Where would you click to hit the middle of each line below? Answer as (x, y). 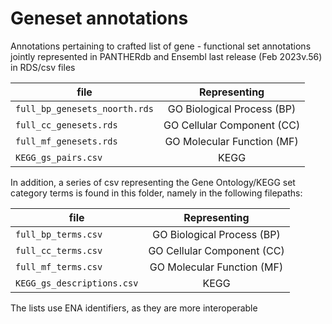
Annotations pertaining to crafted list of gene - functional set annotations (161, 46)
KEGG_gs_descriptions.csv (77, 283)
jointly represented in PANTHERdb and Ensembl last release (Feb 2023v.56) (166, 56)
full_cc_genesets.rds (66, 125)
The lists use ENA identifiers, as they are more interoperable (134, 308)
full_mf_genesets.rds (66, 141)
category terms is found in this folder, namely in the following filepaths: (156, 193)
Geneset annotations (99, 18)
